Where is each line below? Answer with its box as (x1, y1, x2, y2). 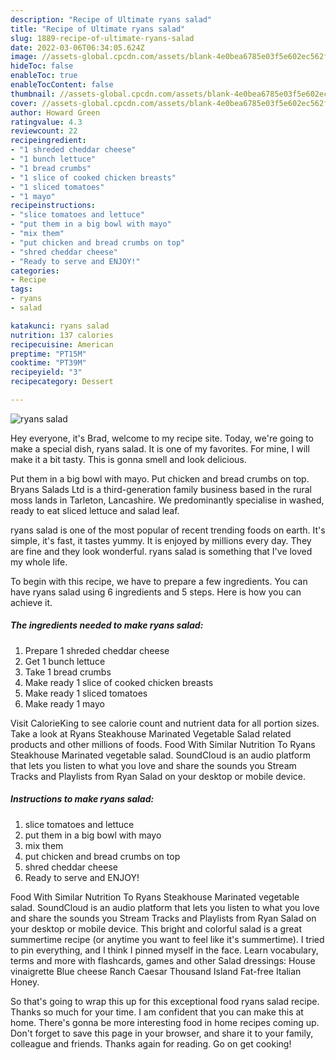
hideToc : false (10, 61, 74, 71)
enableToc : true (10, 71, 78, 81)
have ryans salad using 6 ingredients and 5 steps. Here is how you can (10, 586, 302, 598)
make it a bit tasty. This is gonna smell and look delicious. (10, 453, 247, 465)
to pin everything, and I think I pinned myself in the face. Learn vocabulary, (10, 944, 319, 956)
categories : (10, 266, 60, 276)
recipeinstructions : (10, 201, 97, 211)
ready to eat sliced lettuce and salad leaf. (10, 504, 180, 516)
